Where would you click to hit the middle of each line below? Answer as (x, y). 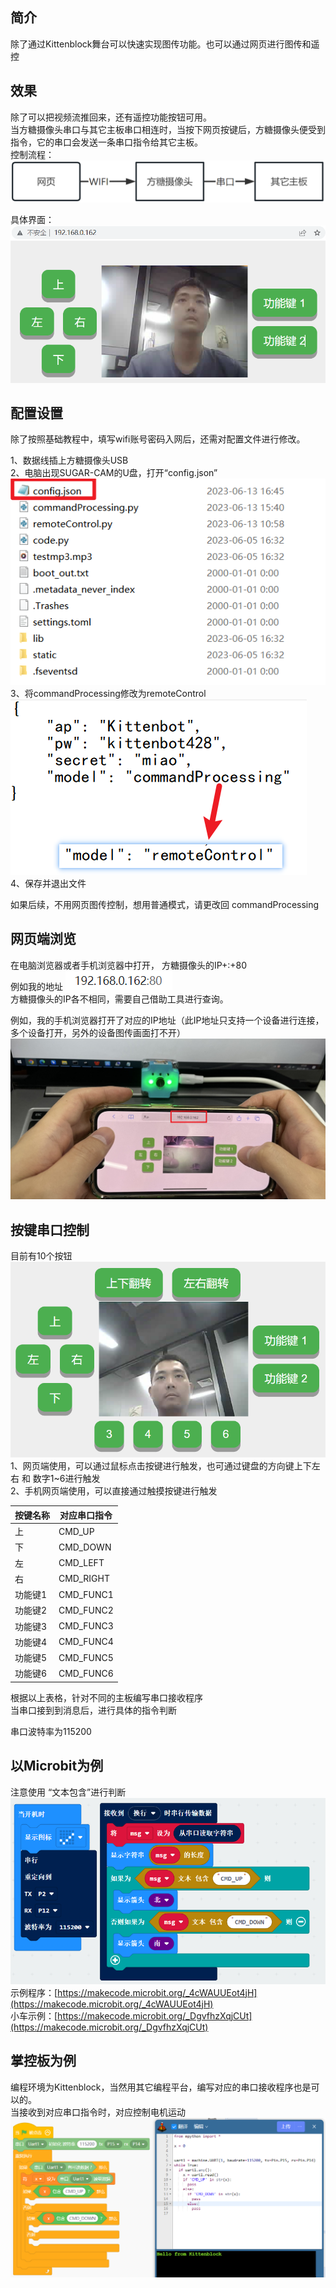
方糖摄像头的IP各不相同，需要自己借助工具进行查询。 (119, 999)
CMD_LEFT (81, 1563)
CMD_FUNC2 (86, 1610)
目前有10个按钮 (41, 1255)
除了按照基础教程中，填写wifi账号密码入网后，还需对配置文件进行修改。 (158, 439)
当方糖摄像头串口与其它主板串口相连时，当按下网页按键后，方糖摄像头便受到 (168, 129)
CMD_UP (76, 1531)
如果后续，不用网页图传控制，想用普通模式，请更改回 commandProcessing (165, 904)
